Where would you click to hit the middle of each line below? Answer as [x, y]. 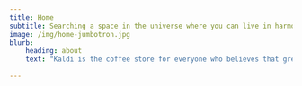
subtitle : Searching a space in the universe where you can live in [140, 26]
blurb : [22, 43]
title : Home [31, 17]
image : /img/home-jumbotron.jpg [70, 34]
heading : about [54, 51]
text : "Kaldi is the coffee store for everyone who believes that [152, 59]
